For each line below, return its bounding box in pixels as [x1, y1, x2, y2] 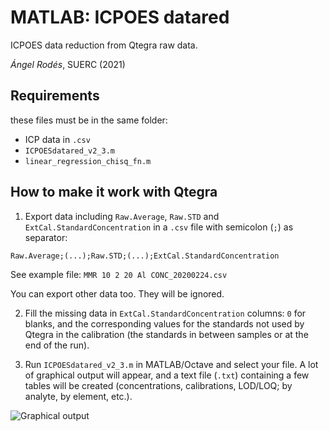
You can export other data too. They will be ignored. [10, 287, 225, 300]
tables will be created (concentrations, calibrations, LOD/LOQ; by [24, 379, 293, 391]
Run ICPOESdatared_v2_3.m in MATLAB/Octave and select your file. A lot [24, 358, 319, 370]
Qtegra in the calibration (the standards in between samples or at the [24, 328, 309, 340]
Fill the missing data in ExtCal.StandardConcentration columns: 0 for [24, 307, 307, 319]
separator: [24, 231, 68, 243]
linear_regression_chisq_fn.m [24, 156, 152, 166]
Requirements [10, 87, 100, 105]
